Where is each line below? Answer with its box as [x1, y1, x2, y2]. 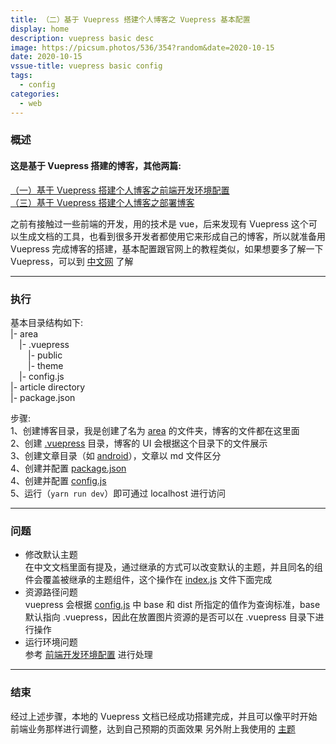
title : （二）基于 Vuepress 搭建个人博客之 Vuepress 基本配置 [10, 14, 251, 25]
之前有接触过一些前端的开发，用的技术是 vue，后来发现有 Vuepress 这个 [10, 217, 309, 230]
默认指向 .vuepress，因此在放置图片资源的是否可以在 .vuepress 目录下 [24, 611, 316, 623]
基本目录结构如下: [10, 316, 84, 328]
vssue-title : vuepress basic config [10, 61, 163, 71]
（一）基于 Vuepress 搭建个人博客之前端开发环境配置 [10, 184, 230, 196]
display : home [10, 24, 70, 34]
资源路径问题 [24, 586, 78, 598]
